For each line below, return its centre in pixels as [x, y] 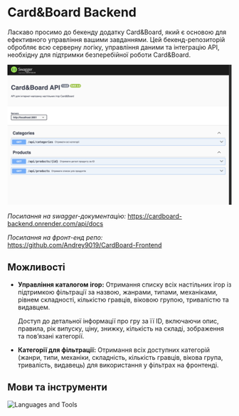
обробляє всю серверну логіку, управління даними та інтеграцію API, [113, 47]
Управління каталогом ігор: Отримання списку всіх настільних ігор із [124, 284]
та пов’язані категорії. [51, 336]
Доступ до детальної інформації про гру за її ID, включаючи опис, [118, 321]
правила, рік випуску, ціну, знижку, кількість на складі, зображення [121, 329]
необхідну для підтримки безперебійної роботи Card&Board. [99, 55]
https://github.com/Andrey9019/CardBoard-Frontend [85, 245]
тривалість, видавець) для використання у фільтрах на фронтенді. [118, 365]
